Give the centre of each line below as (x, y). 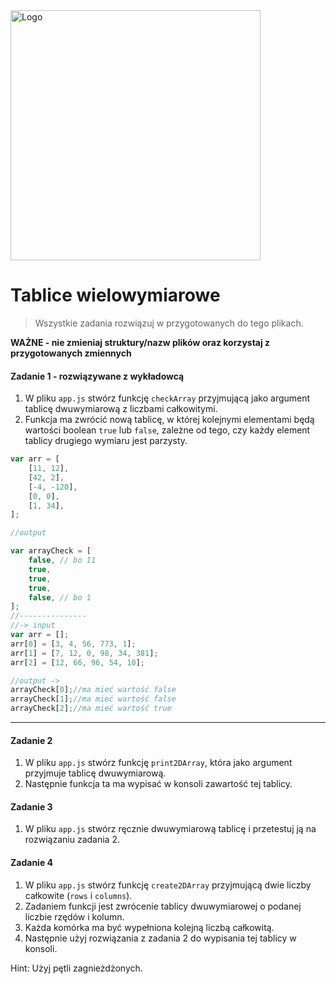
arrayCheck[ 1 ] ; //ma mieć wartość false (93, 699)
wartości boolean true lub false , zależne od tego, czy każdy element (167, 430)
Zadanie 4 (32, 863)
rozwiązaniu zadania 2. (72, 840)
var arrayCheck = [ (51, 551)
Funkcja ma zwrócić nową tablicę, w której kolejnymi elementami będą (169, 420)
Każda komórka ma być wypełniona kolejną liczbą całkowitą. (149, 927)
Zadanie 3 (31, 806)
